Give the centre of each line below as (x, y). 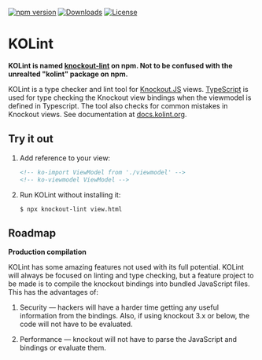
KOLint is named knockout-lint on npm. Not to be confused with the (121, 65)
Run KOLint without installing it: (70, 195)
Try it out (31, 139)
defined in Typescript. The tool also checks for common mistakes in (118, 105)
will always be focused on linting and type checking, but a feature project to (131, 276)
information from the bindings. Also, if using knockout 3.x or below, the (135, 316)
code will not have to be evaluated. (76, 324)
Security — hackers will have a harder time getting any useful (119, 307)
